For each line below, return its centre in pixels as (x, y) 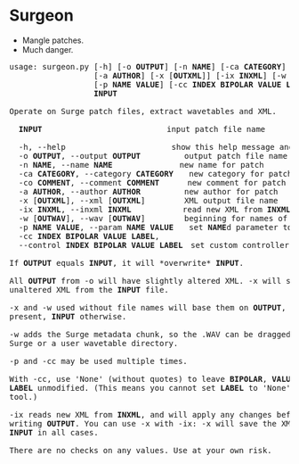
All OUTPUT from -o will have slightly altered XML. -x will (145, 281)
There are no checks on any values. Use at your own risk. (141, 450)
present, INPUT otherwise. (68, 316)
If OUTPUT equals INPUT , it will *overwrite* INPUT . (127, 263)
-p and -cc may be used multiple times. (99, 361)
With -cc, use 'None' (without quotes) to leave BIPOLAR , (138, 379)
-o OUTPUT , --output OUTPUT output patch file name (153, 156)
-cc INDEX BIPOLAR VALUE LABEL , (89, 236)
